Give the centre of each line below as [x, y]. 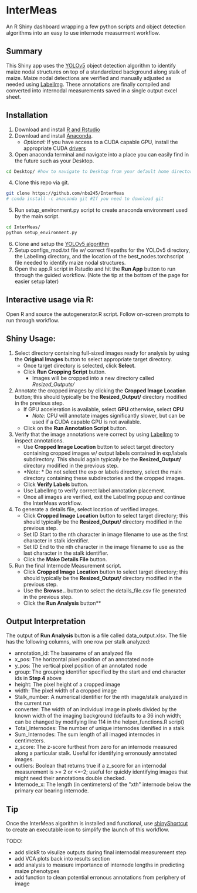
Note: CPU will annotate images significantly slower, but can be [109, 415]
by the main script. [37, 216]
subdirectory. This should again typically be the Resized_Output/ [102, 459]
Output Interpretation [46, 621]
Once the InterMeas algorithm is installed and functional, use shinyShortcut [97, 824]
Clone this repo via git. [42, 182]
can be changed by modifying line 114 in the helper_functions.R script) [99, 722]
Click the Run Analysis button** [62, 603]
